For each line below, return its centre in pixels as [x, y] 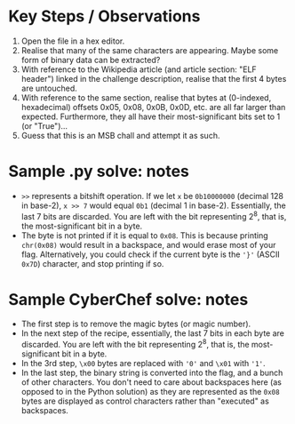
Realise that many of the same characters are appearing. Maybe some [150, 50]
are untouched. [49, 88]
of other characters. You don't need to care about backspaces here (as [151, 382]
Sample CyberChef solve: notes [128, 299]
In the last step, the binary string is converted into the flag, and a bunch [152, 373]
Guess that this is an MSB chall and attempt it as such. [120, 135]
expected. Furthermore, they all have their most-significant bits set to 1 [151, 116]
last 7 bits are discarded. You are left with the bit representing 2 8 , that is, [154, 215]
